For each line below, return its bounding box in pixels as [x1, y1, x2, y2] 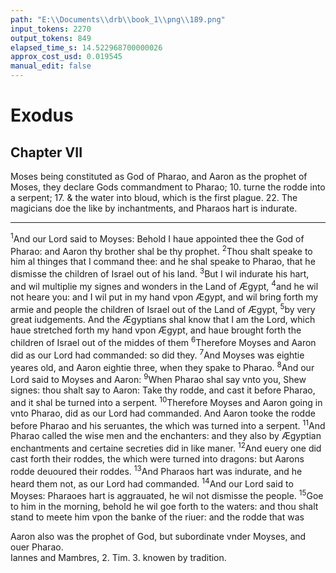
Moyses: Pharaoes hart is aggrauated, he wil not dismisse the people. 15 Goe [10, 488, 324, 501]
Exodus [10, 104, 74, 127]
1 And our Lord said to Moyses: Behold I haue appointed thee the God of [10, 231, 305, 245]
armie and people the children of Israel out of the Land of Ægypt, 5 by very [10, 301, 316, 315]
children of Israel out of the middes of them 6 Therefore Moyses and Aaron [10, 335, 317, 348]
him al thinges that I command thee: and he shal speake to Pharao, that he [10, 256, 316, 268]
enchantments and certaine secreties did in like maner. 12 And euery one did [10, 441, 322, 454]
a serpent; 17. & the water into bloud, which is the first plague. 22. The [10, 192, 298, 203]
